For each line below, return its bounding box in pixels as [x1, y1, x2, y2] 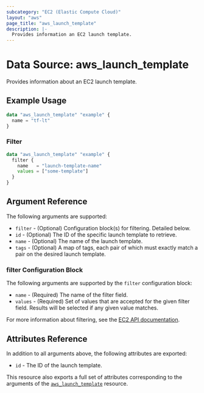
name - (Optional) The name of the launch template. [15, 237, 143, 244]
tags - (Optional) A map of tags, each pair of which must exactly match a [15, 244, 198, 251]
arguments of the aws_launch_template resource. [6, 380, 128, 387]
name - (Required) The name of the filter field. [15, 291, 128, 299]
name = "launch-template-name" [17, 163, 102, 169]
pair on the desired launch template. [15, 250, 107, 258]
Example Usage [6, 96, 67, 106]
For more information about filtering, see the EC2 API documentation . [6, 316, 180, 324]
